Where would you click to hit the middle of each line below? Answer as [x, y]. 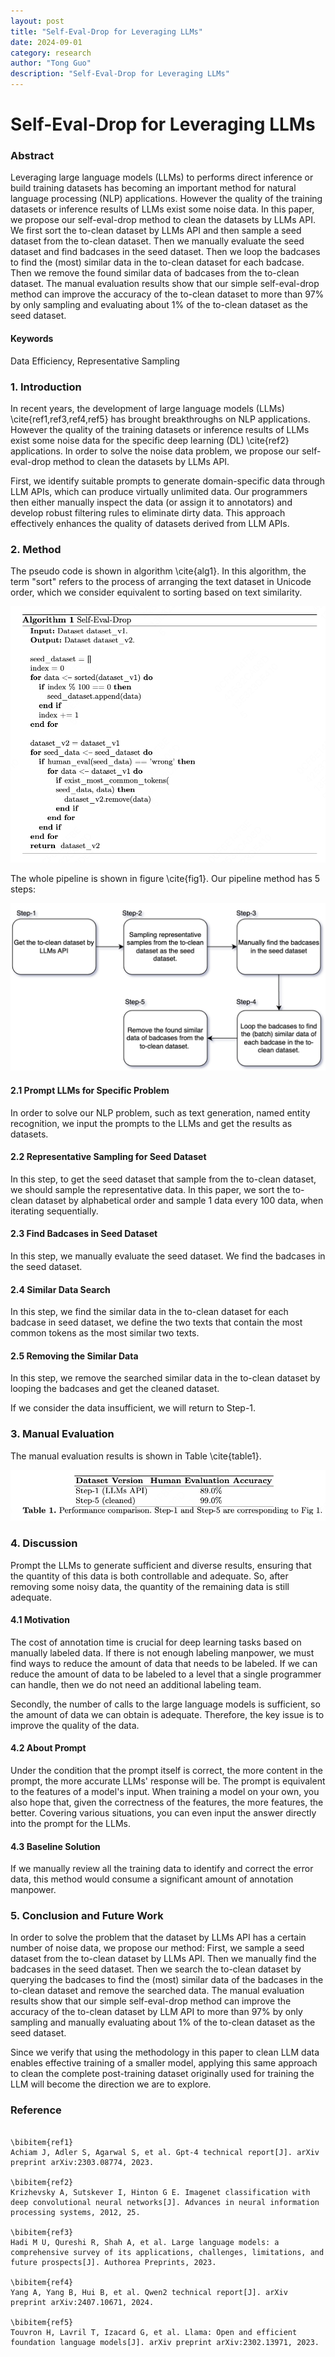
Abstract [32, 156]
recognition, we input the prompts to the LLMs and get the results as [151, 1123]
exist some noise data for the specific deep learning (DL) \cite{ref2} [150, 440]
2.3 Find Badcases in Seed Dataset [84, 1234]
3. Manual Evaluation [62, 1434]
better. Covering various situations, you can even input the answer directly [163, 1812]
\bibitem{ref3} [42, 2232]
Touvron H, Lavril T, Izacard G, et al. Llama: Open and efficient [154, 2332]
